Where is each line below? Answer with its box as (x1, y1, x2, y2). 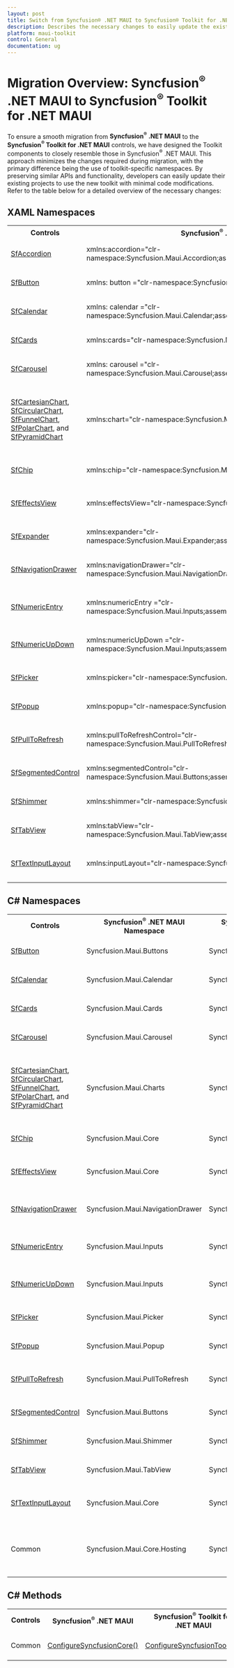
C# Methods (7, 1590, 62, 1602)
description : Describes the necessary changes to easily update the (7, 23, 210, 30)
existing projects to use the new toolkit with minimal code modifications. (7, 179, 214, 187)
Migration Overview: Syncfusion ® (7, 73, 206, 91)
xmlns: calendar (86, 301, 139, 311)
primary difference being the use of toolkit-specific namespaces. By (7, 164, 203, 172)
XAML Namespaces (7, 206, 95, 218)
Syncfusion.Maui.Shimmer (86, 1436, 173, 1445)
